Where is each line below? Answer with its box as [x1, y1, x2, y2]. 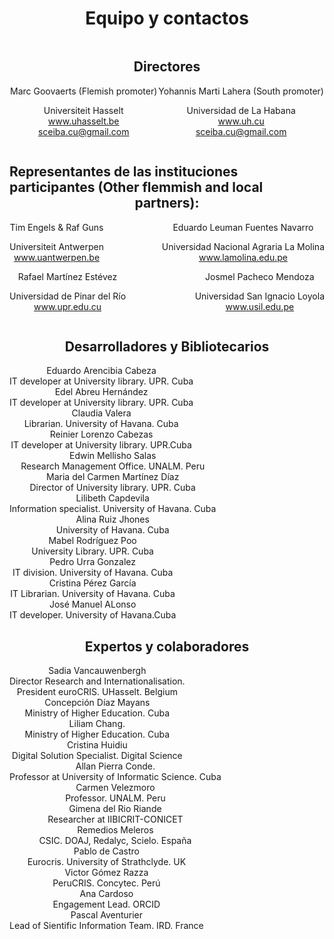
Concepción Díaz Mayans [44, 697, 151, 709]
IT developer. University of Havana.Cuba [9, 609, 177, 621]
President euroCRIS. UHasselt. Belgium [16, 686, 178, 698]
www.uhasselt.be [47, 115, 120, 127]
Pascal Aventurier [70, 909, 144, 921]
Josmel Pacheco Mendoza [205, 270, 315, 282]
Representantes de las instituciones [9, 163, 239, 181]
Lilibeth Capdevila [75, 492, 150, 504]
